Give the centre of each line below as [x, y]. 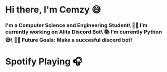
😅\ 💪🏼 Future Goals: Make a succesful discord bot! [69, 40]
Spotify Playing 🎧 [44, 62]
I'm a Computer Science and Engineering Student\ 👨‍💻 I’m [76, 25]
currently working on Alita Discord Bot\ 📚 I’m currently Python [84, 32]
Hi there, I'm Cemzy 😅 [53, 10]
